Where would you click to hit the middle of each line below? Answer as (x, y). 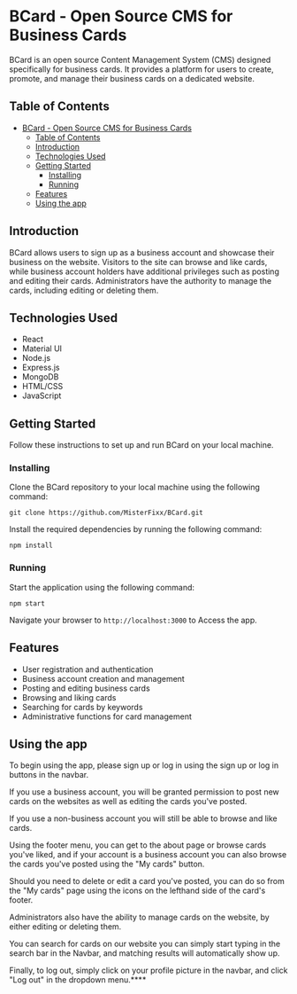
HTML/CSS (42, 387)
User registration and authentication (88, 669)
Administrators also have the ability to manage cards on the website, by (139, 917)
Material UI (42, 348)
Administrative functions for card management (107, 716)
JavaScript (42, 395)
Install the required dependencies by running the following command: (136, 529)
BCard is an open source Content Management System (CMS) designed (140, 59)
